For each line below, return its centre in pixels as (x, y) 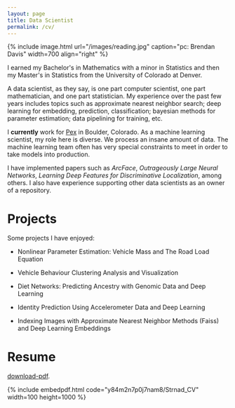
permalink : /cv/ (31, 27)
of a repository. (29, 191)
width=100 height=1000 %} (47, 397)
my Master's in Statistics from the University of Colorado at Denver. (105, 75)
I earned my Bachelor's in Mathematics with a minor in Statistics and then (113, 68)
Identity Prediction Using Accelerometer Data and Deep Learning (111, 307)
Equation (30, 259)
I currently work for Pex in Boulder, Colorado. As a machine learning (106, 132)
